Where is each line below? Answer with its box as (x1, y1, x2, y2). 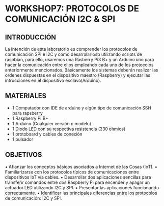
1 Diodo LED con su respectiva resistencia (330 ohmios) (12, 126, 126, 132)
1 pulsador (12, 136, 33, 142)
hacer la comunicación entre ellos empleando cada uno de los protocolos (5, 62, 154, 68)
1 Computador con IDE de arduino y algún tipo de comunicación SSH (12, 104, 151, 111)
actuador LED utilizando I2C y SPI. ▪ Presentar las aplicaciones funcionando (5, 184, 159, 190)
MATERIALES (5, 92, 47, 100)
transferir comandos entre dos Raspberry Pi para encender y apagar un (5, 179, 150, 185)
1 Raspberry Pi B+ (12, 115, 49, 121)
